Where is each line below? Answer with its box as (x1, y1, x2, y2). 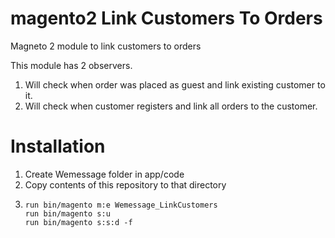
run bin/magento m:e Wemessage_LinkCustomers (24, 200, 218, 210)
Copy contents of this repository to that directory (24, 178, 227, 191)
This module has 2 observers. (10, 59, 133, 71)
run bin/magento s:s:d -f (24, 217, 133, 227)
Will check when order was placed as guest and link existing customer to (24, 78, 326, 91)
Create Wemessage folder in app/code (24, 168, 185, 180)
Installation (10, 135, 106, 158)
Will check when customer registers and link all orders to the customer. (24, 100, 318, 112)
